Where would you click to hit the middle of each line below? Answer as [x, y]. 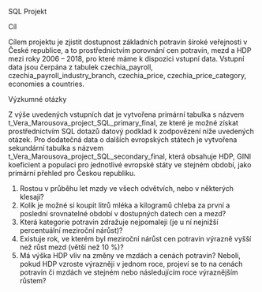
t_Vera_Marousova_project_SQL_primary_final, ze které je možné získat [124, 123]
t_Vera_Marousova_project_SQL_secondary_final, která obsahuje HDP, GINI [130, 156]
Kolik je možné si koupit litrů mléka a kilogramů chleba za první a [125, 205]
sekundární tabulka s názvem [56, 148]
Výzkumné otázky [37, 99]
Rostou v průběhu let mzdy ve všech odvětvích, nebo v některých [127, 188]
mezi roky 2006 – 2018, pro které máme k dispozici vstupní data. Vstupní [126, 59]
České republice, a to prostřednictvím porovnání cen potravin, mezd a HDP [130, 50]
